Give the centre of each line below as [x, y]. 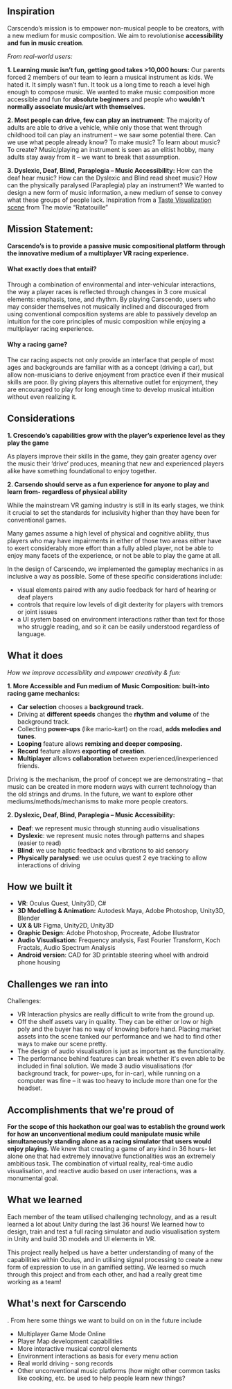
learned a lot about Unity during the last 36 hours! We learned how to [106, 1224]
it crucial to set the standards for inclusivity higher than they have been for [114, 512]
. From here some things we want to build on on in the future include [105, 1320]
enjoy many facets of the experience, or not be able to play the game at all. [114, 555]
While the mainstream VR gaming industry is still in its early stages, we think [116, 505]
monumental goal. [33, 1178]
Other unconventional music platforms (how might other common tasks [119, 1370]
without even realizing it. [42, 397]
